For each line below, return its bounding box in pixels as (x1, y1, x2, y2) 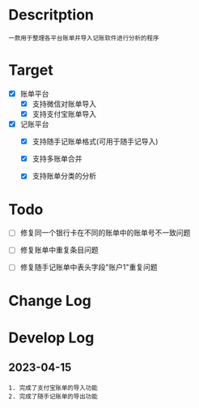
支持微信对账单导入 (32, 99, 97, 109)
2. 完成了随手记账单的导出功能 (8, 392, 99, 401)
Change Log (8, 291, 91, 310)
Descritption (8, 6, 95, 24)
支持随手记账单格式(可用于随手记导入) (32, 136, 159, 147)
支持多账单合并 (32, 154, 83, 164)
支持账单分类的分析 (32, 171, 97, 181)
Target (8, 61, 54, 79)
